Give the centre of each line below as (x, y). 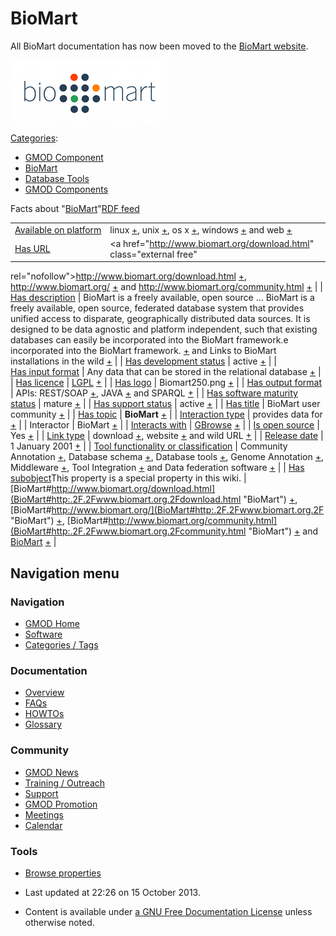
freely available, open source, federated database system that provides (157, 308)
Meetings (44, 814)
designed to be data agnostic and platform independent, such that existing (164, 329)
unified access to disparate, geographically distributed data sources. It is (160, 319)
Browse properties (63, 873)
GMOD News (51, 772)
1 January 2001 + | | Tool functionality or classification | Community (149, 446)
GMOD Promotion (61, 804)
